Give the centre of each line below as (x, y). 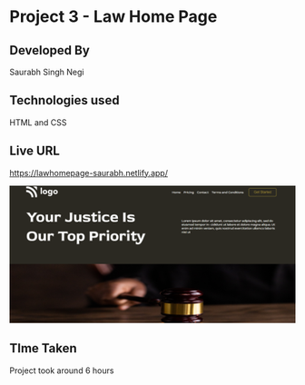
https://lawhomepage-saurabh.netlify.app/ (89, 173)
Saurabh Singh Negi (47, 72)
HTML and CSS (38, 122)
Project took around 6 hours (62, 370)
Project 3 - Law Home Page (113, 17)
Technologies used (64, 100)
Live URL (35, 151)
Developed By (50, 50)
